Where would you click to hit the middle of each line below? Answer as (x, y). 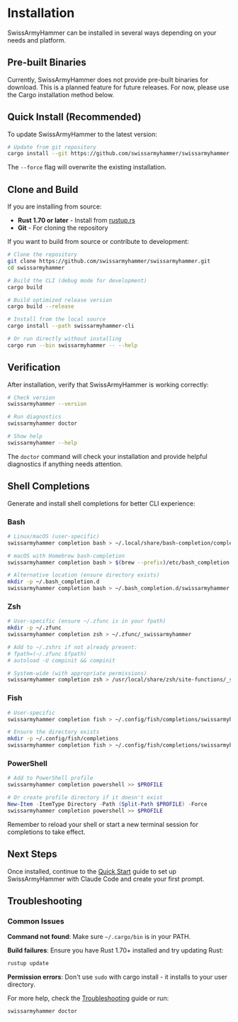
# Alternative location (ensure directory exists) (84, 575)
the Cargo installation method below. (61, 94)
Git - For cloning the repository (63, 228)
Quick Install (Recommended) (74, 117)
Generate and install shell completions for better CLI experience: (101, 503)
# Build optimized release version (60, 300)
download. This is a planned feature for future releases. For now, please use (118, 87)
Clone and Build (43, 189)
